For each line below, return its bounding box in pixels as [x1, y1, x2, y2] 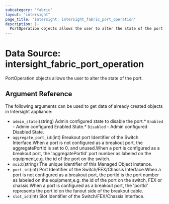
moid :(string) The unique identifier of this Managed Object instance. [12, 161, 152, 167]
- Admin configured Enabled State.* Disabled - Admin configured [12, 123, 147, 129]
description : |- [5, 21, 39, 27]
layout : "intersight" [5, 12, 51, 17]
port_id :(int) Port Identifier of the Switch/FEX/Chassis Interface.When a [12, 166, 161, 172]
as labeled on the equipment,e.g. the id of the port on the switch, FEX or [12, 177, 162, 183]
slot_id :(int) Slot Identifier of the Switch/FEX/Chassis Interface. [12, 193, 145, 199]
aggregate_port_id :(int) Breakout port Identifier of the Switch [12, 134, 139, 140]
